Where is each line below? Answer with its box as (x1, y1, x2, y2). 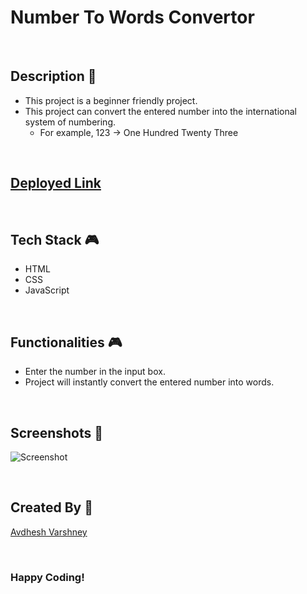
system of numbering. (24, 116, 117, 128)
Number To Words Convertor (10, 6, 255, 29)
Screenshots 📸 (10, 424, 104, 441)
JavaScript (24, 284, 70, 296)
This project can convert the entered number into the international (24, 105, 297, 117)
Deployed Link (10, 175, 102, 192)
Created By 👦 (10, 499, 93, 516)
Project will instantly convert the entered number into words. (24, 376, 275, 388)
